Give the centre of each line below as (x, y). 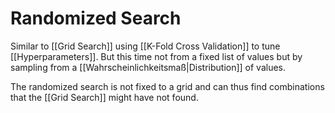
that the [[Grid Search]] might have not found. (104, 97)
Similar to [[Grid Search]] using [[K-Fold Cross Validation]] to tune (145, 46)
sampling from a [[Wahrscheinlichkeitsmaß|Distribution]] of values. (148, 67)
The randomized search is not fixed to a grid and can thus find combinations (167, 86)
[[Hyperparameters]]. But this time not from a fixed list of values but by (156, 56)
